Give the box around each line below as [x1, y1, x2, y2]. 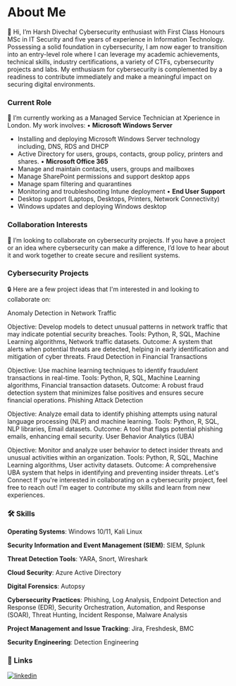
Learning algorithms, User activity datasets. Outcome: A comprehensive [7, 460, 217, 469]
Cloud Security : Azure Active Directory [7, 568, 122, 577]
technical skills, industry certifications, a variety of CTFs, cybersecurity [7, 57, 214, 66]
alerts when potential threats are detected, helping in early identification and [7, 345, 229, 353]
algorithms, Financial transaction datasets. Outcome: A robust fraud [7, 381, 204, 389]
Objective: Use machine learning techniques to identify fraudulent [7, 366, 199, 374]
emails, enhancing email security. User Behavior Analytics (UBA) [7, 431, 195, 441]
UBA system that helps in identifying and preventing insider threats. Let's [7, 468, 220, 477]
